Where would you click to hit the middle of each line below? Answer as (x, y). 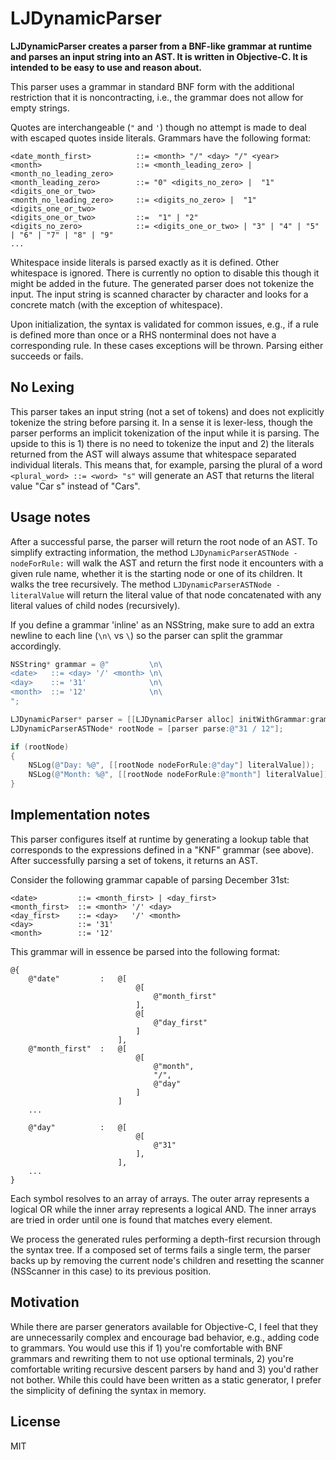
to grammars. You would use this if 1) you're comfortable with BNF (147, 1348)
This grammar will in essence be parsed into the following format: (145, 951)
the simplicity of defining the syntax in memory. (108, 1390)
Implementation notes (80, 815)
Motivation (45, 1302)
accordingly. (36, 646)
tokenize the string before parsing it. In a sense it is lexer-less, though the (161, 422)
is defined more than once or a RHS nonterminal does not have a (143, 334)
